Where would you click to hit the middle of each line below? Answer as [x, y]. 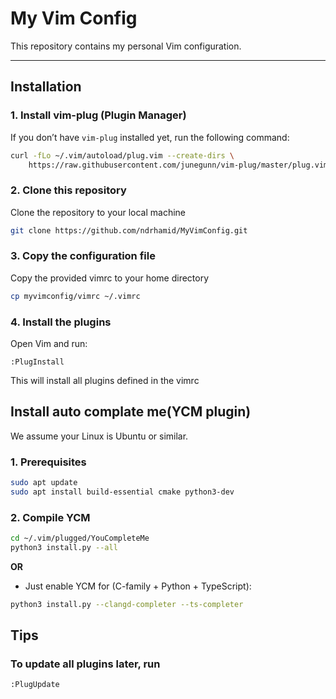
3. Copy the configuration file [83, 256]
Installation [46, 87]
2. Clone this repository [68, 190]
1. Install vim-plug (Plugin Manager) [98, 115]
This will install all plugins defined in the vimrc [105, 381]
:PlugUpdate [35, 685]
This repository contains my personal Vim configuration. [126, 46]
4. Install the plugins [61, 322]
